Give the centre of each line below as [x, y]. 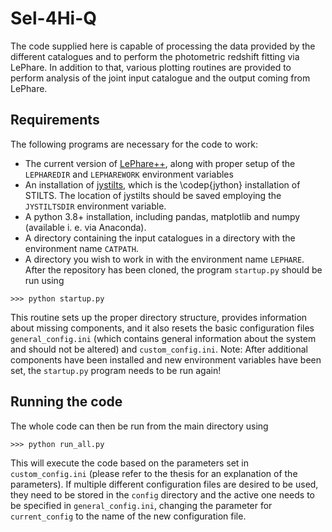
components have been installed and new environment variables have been [166, 359]
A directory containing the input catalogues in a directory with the [160, 238]
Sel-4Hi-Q [53, 18]
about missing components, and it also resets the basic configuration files [162, 328]
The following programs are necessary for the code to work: [134, 144]
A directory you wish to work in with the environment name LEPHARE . [164, 259]
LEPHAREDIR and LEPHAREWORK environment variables [129, 174]
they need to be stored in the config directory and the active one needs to [163, 494]
